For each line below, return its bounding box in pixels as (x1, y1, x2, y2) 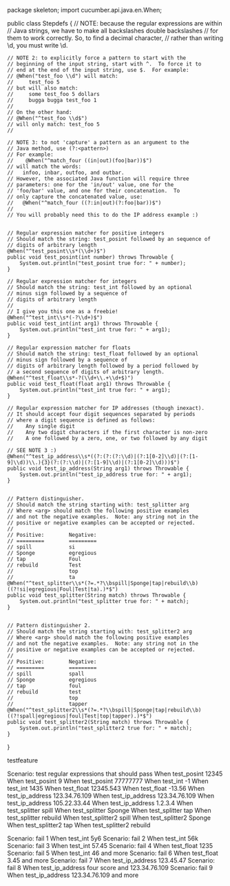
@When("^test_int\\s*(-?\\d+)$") (7, 314, 103, 321)
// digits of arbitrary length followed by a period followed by (7, 362, 198, 369)
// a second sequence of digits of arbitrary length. (7, 368, 165, 375)
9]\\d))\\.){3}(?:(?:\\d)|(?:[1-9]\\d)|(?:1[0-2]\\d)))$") (7, 459, 180, 466)
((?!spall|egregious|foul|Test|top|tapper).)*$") (7, 713, 153, 720)
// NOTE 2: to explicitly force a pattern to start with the (7, 55, 187, 61)
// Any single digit (7, 423, 76, 430)
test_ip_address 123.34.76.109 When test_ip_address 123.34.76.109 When (7, 791, 215, 800)
